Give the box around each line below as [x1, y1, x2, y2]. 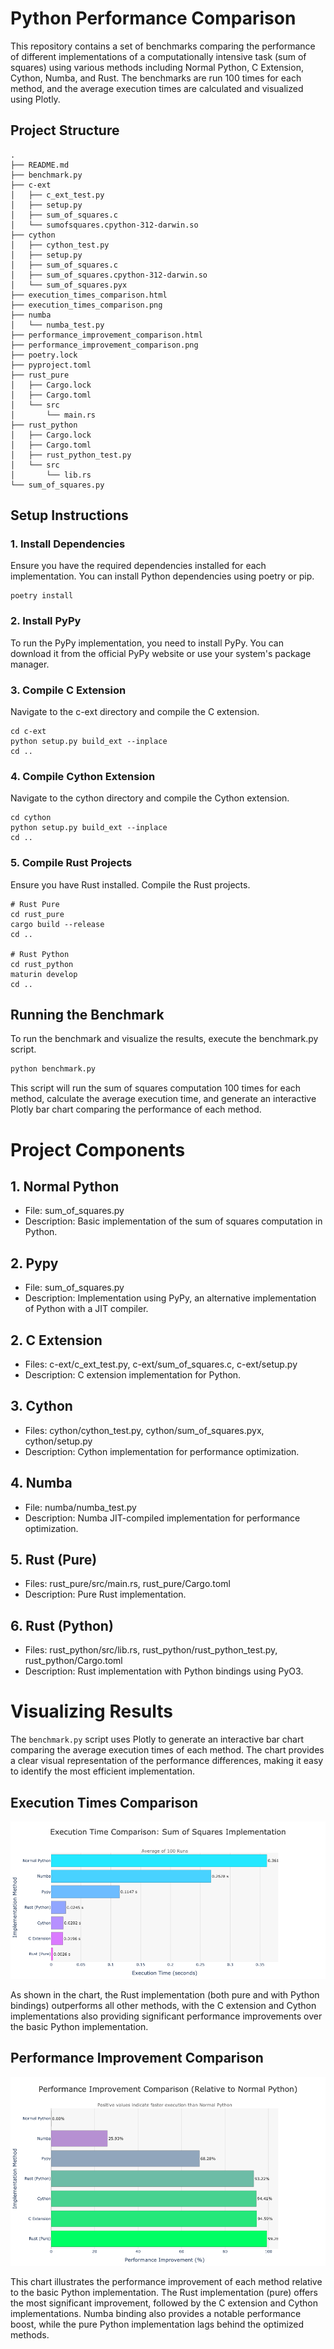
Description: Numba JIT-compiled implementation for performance [24, 1512, 301, 1524]
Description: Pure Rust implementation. [24, 1588, 187, 1601]
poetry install [10, 591, 74, 601]
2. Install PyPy [10, 614, 82, 628]
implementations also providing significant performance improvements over [10, 2010, 323, 2022]
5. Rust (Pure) [10, 1551, 98, 1568]
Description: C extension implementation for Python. [24, 1368, 242, 1381]
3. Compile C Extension [10, 683, 127, 697]
